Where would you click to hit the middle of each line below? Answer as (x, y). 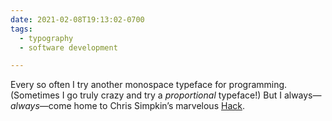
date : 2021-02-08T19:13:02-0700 (77, 19)
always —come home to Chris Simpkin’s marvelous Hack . (127, 106)
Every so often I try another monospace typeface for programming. (149, 85)
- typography (46, 38)
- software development (68, 47)
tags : (21, 29)
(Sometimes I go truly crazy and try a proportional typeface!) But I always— (166, 95)
